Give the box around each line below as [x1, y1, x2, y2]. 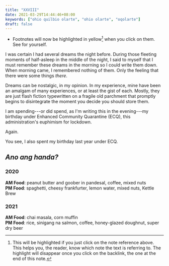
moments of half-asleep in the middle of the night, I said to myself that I [5, 56, 153, 62]
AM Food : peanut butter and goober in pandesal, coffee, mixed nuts [5, 179, 146, 185]
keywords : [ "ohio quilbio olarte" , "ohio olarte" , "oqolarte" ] [5, 17, 141, 22]
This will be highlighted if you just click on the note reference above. [12, 239, 154, 245]
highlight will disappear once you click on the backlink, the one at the [12, 250, 156, 256]
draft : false [5, 21, 33, 27]
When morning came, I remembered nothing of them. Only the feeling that [5, 67, 159, 73]
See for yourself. [12, 41, 47, 47]
